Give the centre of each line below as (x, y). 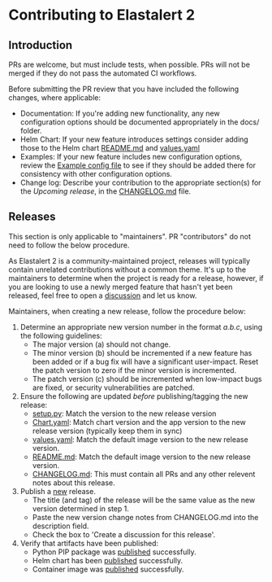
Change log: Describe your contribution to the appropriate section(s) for (140, 182)
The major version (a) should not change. (101, 344)
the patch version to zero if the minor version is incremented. (134, 370)
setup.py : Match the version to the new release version (124, 414)
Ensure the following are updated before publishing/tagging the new (134, 396)
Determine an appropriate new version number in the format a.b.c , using (141, 326)
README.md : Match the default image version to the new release (141, 457)
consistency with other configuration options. (96, 174)
